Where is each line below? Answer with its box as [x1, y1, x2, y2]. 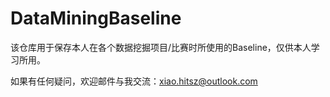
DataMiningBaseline [10, 7, 182, 30]
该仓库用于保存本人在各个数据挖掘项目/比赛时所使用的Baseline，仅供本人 [10, 41, 312, 53]
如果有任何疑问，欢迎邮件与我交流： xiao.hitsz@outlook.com [10, 75, 258, 87]
